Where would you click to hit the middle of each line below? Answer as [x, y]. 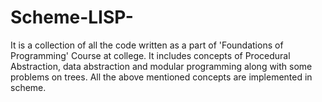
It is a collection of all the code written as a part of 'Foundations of [147, 45]
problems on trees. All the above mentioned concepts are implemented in [161, 77]
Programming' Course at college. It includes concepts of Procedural [150, 55]
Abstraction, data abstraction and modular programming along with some [161, 66]
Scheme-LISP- [72, 17]
